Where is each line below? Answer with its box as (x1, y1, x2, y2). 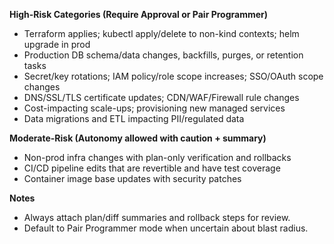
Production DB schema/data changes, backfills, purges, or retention (23, 49, 304, 61)
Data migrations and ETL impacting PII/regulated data (23, 113, 245, 124)
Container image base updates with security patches (23, 173, 242, 184)
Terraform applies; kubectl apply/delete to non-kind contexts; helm (23, 28, 300, 39)
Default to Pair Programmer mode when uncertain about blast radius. (23, 222, 309, 234)
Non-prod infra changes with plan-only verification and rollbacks (23, 152, 292, 163)
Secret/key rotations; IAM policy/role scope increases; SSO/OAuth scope (23, 70, 324, 82)
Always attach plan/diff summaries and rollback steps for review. (23, 212, 291, 223)
